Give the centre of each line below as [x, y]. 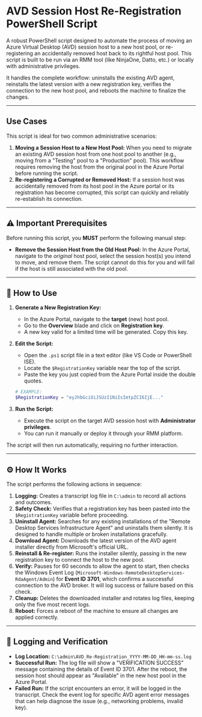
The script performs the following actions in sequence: [74, 484]
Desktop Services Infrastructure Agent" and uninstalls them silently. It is [104, 528]
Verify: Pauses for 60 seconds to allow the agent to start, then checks [102, 566]
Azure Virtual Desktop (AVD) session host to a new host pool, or [85, 47]
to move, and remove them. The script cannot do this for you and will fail [105, 262]
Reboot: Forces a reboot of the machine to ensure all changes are [96, 611]
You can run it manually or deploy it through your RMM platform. [103, 434]
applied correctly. [37, 617]
